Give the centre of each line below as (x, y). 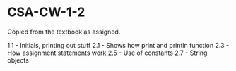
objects (18, 60)
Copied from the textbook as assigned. (64, 32)
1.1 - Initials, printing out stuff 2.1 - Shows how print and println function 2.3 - (118, 45)
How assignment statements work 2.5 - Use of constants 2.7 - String (107, 53)
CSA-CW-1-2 (46, 12)
